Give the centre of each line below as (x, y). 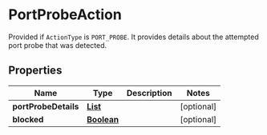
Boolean (103, 119)
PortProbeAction (65, 15)
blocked (28, 119)
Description (149, 93)
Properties (35, 71)
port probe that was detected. (58, 45)
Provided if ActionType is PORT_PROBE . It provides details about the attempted (133, 37)
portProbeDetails (46, 106)
